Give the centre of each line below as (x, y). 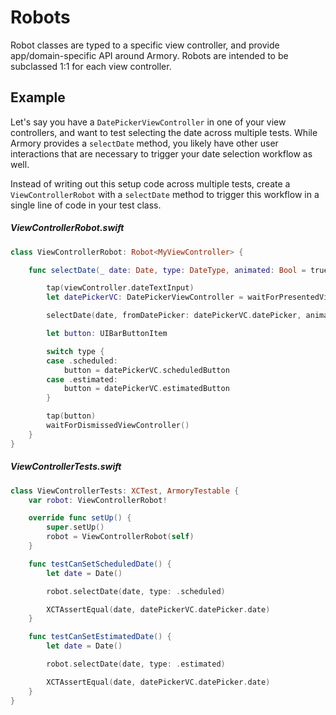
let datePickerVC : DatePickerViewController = (145, 297)
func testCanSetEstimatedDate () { (100, 637)
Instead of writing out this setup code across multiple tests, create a (150, 183)
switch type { (75, 351)
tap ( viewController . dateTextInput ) (120, 288)
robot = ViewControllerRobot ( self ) (120, 537)
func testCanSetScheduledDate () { (100, 564)
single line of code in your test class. (86, 205)
